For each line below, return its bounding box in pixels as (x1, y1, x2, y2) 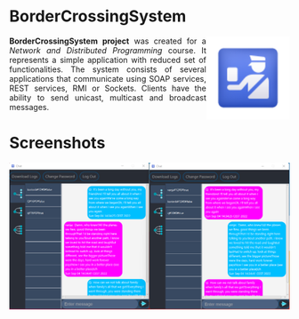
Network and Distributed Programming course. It (9, 44, 206, 55)
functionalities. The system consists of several (9, 64, 206, 75)
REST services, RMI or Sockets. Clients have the (9, 83, 206, 93)
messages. (9, 101, 50, 112)
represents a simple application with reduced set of (9, 54, 206, 65)
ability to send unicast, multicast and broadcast (9, 92, 206, 103)
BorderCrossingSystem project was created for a (9, 36, 206, 46)
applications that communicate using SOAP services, (9, 73, 206, 84)
